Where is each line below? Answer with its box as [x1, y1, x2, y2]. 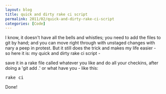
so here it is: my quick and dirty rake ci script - [5, 50, 101, 56]
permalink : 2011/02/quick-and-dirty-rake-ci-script [5, 16, 114, 21]
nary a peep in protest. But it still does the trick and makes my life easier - [5, 45, 157, 51]
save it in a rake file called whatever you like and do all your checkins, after [5, 60, 159, 66]
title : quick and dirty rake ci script [5, 12, 88, 17]
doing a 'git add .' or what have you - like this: [5, 65, 98, 71]
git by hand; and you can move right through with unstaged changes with [5, 40, 155, 46]
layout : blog [5, 7, 32, 12]
